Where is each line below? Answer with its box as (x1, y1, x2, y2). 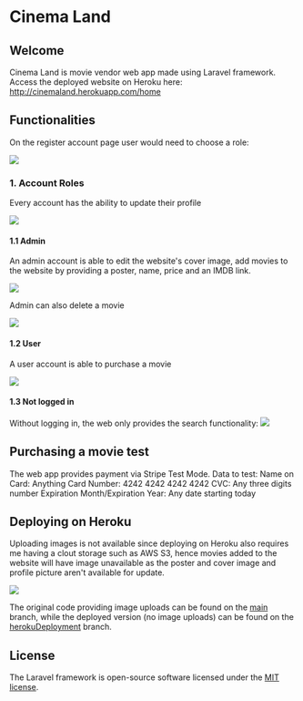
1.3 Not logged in (9, 397, 75, 407)
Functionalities (9, 112, 96, 129)
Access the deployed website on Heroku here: (9, 77, 184, 88)
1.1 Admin (9, 235, 46, 246)
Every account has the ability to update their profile (9, 198, 202, 209)
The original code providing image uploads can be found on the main (9, 602, 268, 613)
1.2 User (9, 337, 41, 348)
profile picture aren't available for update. (9, 567, 166, 578)
